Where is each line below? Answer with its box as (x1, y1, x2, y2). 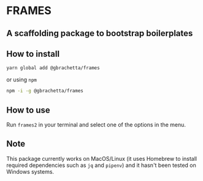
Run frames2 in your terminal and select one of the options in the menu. (6, 120, 186, 128)
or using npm (6, 76, 37, 83)
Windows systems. (6, 168, 54, 175)
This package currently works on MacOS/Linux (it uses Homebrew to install (6, 155, 197, 162)
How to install (6, 48, 60, 59)
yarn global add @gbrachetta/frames (6, 65, 100, 71)
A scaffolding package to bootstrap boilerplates (6, 28, 193, 39)
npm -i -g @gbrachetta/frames (6, 88, 84, 94)
